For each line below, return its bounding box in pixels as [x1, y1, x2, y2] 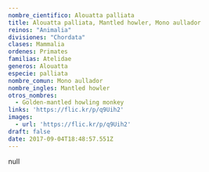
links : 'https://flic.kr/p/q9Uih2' [8, 106, 124, 114]
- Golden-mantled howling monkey [15, 99, 124, 106]
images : [8, 113, 34, 121]
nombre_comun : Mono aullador [8, 77, 103, 84]
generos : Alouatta [8, 63, 68, 70]
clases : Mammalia [8, 41, 65, 48]
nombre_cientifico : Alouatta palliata [8, 11, 135, 20]
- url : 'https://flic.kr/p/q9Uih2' [15, 120, 132, 128]
